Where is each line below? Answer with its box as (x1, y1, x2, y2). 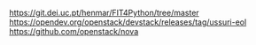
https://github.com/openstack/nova (9, 26, 139, 36)
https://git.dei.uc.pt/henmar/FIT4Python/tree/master (9, 8, 199, 18)
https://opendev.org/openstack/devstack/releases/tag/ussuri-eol (9, 17, 247, 27)
